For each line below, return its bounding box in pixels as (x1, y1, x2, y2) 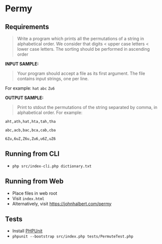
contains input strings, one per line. (17, 76, 89, 81)
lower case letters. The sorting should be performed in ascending (17, 46, 150, 52)
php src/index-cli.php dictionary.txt (12, 164, 92, 169)
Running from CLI (5, 150, 60, 158)
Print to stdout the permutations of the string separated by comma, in (17, 105, 158, 110)
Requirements (5, 23, 49, 31)
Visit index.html (12, 195, 45, 201)
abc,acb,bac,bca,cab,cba (5, 128, 56, 133)
